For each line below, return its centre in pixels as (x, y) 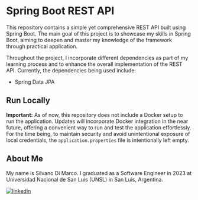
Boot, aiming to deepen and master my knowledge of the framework (89, 40)
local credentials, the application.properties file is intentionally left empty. (98, 140)
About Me (25, 159)
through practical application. (42, 46)
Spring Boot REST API (60, 11)
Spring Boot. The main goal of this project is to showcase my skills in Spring (98, 33)
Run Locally (28, 101)
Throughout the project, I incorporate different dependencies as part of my (97, 58)
